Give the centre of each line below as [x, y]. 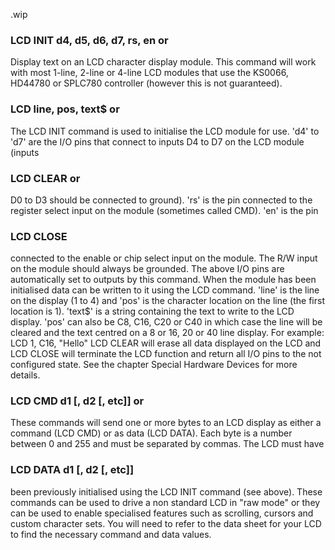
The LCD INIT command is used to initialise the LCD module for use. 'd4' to [165, 131]
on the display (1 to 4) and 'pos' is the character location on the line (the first [167, 301]
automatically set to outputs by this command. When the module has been [163, 280]
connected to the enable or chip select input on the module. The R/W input [164, 258]
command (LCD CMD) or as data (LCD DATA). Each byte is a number [151, 433]
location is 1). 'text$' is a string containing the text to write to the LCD [152, 311]
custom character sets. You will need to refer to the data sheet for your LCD [166, 523]
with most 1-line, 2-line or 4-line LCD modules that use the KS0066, [149, 73]
